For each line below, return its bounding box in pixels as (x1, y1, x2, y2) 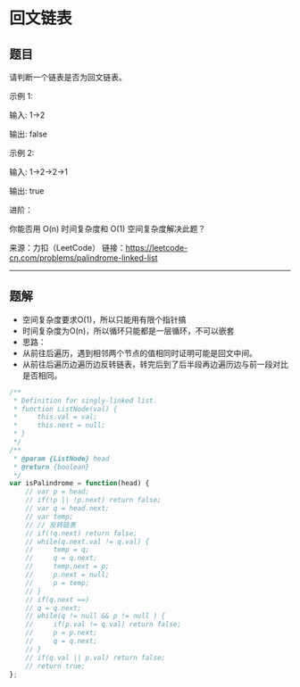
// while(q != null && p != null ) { (25, 612, 166, 621)
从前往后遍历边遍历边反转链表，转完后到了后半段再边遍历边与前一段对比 (21, 359, 288, 369)
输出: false (9, 128, 47, 139)
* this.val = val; (12, 412, 98, 422)
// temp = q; (25, 545, 90, 554)
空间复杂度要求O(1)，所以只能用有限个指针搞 (21, 314, 187, 325)
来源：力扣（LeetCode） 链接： (9, 243, 127, 252)
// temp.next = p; (25, 562, 110, 571)
